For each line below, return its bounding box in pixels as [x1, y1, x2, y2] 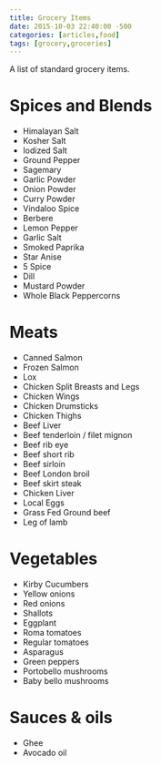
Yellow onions [22, 588, 75, 599]
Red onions [22, 598, 65, 609]
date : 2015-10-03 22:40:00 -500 [9, 22, 132, 31]
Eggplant [22, 617, 57, 628]
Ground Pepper [22, 155, 81, 166]
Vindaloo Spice [22, 203, 80, 214]
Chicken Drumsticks [22, 401, 98, 412]
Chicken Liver [22, 488, 75, 499]
